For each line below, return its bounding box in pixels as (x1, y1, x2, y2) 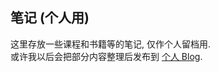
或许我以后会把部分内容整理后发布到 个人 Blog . (10, 50, 203, 62)
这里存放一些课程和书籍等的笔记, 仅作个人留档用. (10, 38, 212, 50)
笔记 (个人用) (10, 9, 90, 27)
